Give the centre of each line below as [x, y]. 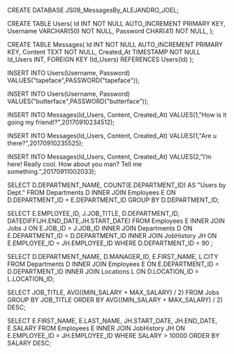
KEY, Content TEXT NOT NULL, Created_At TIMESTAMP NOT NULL [104, 52]
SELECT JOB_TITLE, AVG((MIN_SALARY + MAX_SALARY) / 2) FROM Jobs [114, 292]
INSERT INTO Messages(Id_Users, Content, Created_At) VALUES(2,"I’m [109, 157]
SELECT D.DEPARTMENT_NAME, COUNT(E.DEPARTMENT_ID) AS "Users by [117, 185]
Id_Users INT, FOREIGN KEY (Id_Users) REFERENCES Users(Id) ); [101, 59]
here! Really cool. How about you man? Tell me [74, 164]
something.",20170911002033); [52, 171]
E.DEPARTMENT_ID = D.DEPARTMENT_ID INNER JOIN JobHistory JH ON [112, 236]
